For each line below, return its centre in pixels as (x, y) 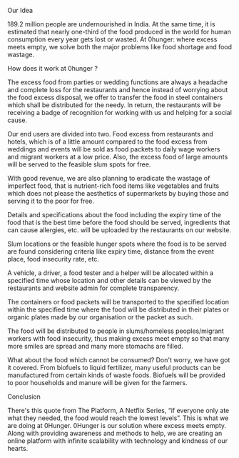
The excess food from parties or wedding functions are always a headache (118, 82)
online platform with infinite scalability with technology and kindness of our (118, 441)
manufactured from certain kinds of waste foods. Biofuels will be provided (116, 375)
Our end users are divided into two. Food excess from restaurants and (110, 134)
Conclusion (24, 397)
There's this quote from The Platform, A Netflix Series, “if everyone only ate (118, 410)
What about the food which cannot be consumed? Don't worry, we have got (119, 360)
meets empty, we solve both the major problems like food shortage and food (120, 47)
